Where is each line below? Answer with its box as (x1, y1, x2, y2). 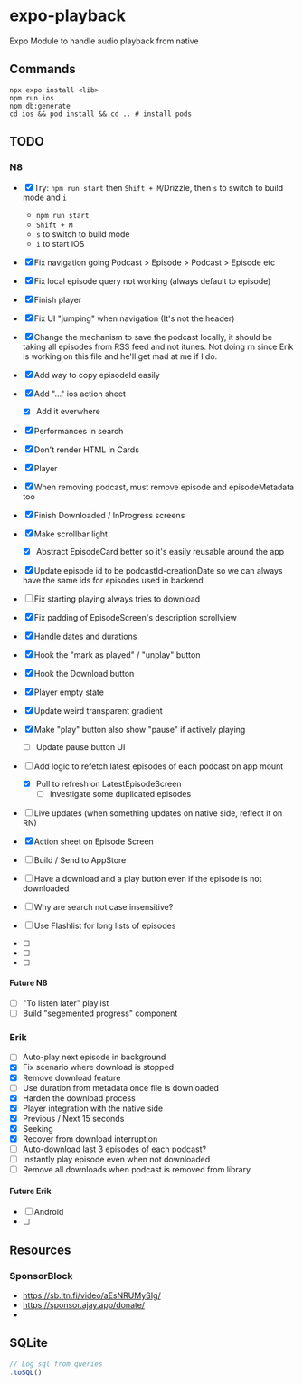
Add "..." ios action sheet (33, 388, 127, 399)
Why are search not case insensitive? (33, 901, 174, 912)
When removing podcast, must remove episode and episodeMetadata (33, 481, 295, 492)
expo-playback (9, 5, 127, 26)
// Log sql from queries (9, 1359, 103, 1369)
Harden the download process (22, 1092, 136, 1104)
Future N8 (9, 978, 48, 989)
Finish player (33, 295, 82, 306)
